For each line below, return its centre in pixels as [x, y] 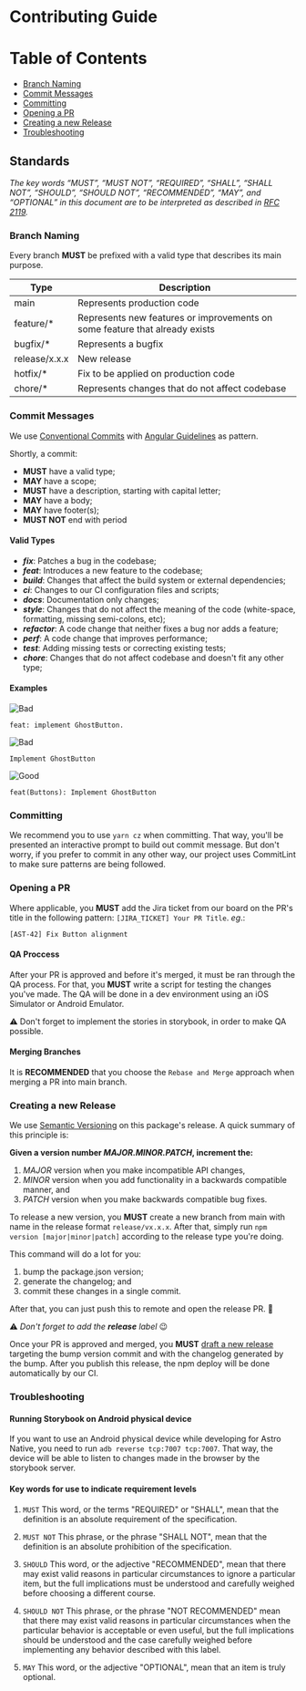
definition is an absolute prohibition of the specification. [127, 1546]
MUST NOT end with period [75, 519]
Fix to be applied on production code [156, 374]
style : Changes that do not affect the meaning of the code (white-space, [159, 609]
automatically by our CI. [54, 1374]
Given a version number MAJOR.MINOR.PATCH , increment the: [131, 1153]
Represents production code [138, 303]
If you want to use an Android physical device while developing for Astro [145, 1439]
